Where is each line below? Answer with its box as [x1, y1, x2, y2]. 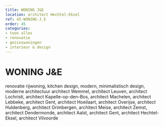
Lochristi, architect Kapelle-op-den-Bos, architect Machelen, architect [5, 93, 151, 99]
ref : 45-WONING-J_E [5, 17, 46, 22]
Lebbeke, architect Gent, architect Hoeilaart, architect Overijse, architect [5, 99, 156, 105]
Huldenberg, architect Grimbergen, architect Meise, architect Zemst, [5, 104, 147, 110]
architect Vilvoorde [19, 115, 59, 121]
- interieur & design [5, 45, 51, 50]
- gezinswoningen [5, 40, 42, 45]
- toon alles [5, 31, 33, 36]
